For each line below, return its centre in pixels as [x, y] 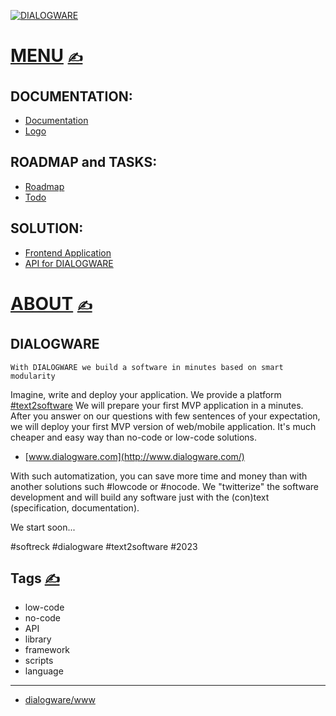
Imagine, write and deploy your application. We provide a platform [146, 394]
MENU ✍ [46, 56]
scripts [39, 661]
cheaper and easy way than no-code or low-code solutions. [134, 437]
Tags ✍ [35, 578]
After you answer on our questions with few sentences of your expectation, [165, 416]
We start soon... [43, 527]
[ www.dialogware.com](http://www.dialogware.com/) [134, 456]
